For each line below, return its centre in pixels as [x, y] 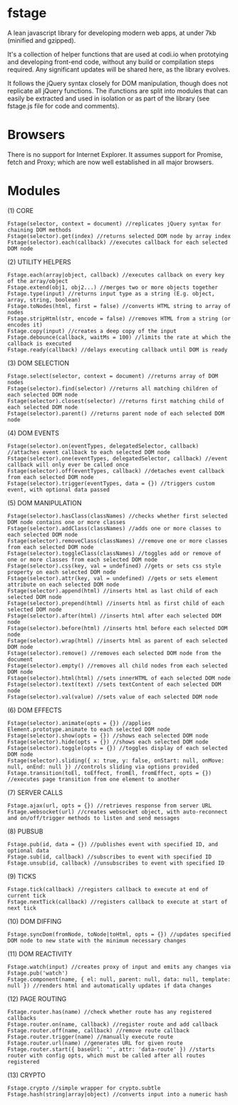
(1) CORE [21, 210]
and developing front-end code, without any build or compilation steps [111, 61]
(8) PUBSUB [25, 831]
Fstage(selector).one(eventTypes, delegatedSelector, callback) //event [118, 458]
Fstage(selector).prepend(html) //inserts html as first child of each [116, 603]
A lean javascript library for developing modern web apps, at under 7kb [112, 33]
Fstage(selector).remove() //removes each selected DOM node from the [114, 653]
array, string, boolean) [44, 300]
